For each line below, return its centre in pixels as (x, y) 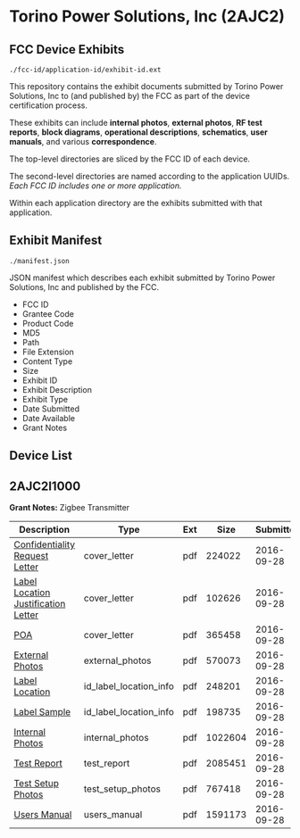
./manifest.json (39, 261)
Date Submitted (51, 409)
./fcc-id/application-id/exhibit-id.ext (86, 70)
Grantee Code (48, 313)
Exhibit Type (45, 399)
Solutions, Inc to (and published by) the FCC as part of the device (130, 96)
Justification (40, 604)
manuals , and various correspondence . (83, 141)
